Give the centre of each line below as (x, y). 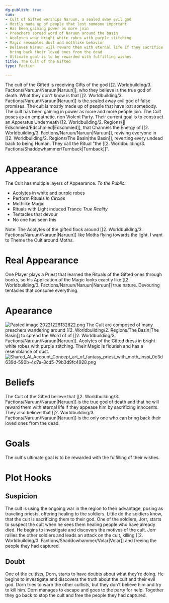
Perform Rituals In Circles (39, 198)
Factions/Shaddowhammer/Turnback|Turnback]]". (57, 149)
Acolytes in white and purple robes (49, 193)
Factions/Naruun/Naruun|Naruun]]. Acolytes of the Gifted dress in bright (80, 341)
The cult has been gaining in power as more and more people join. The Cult (83, 112)
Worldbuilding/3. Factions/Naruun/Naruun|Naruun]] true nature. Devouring (82, 285)
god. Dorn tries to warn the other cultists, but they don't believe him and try (83, 584)
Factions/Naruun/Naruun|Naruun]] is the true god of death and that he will (82, 402)
